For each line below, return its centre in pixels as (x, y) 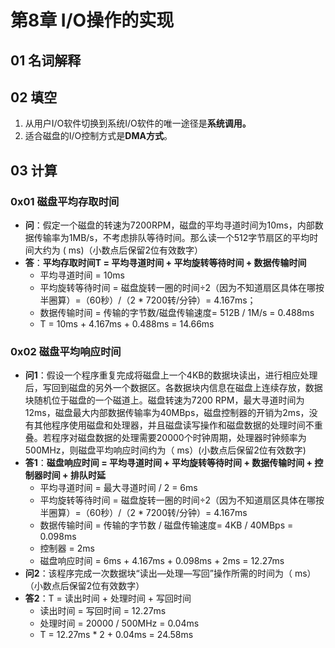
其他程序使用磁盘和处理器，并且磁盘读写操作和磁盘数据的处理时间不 (174, 425)
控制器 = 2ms (67, 548)
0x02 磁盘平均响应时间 (66, 351)
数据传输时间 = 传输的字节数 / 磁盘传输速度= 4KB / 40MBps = (166, 525)
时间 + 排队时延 (74, 475)
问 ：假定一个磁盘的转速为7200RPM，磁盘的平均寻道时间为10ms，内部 (169, 225)
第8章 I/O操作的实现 (92, 20)
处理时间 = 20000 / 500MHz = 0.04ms (119, 623)
